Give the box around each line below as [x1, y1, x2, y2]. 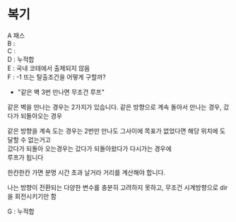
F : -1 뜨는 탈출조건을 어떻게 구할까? [7, 72, 106, 81]
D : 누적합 [7, 54, 35, 64]
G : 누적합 [7, 206, 35, 216]
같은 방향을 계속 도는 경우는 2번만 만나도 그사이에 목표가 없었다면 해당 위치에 [7, 127, 218, 135]
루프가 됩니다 [7, 153, 44, 161]
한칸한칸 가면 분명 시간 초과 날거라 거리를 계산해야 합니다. [7, 168, 166, 177]
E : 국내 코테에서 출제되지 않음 [7, 64, 90, 72]
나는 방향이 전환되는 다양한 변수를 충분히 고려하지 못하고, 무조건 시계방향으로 [7, 183, 219, 192]
